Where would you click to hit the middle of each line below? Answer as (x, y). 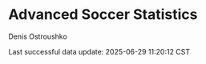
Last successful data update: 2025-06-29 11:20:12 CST (99, 51)
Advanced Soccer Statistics (103, 15)
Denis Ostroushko (38, 36)
